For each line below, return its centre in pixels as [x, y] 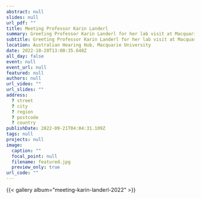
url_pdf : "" [21, 23]
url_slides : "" [25, 90]
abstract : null [25, 12]
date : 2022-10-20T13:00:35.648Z [46, 51]
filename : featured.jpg [41, 162]
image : [14, 145]
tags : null [20, 134]
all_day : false [25, 56]
